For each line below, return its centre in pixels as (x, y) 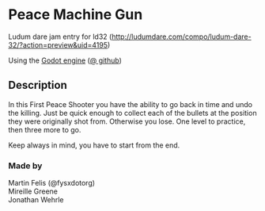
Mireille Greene (33, 191)
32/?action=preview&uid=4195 (58, 44)
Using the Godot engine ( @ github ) (65, 60)
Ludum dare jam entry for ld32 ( (60, 36)
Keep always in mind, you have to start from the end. (94, 145)
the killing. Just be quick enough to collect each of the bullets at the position (132, 113)
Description (38, 85)
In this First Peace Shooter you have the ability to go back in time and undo (131, 104)
